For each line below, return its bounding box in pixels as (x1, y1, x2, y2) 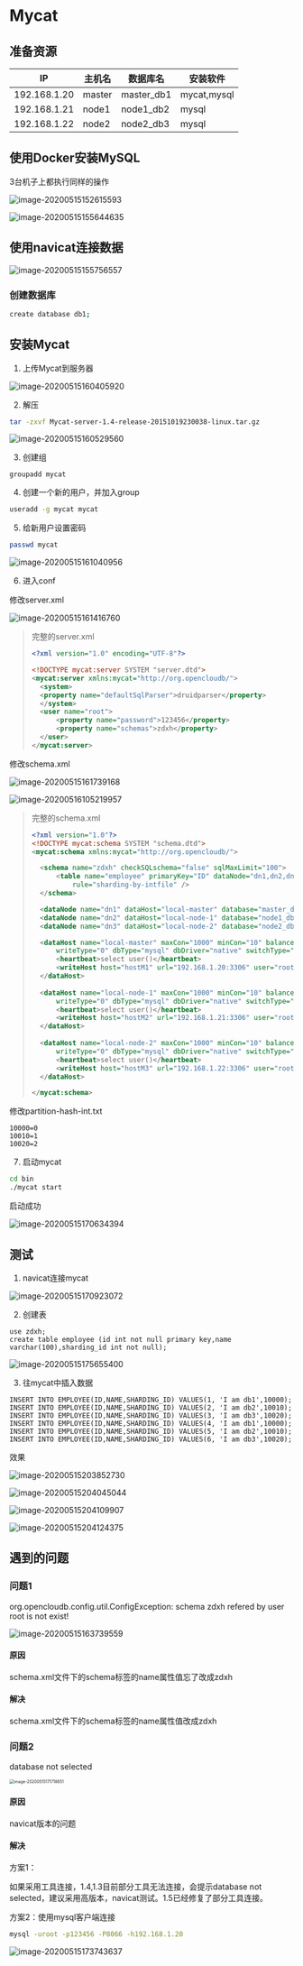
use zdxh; (9, 1327, 47, 1336)
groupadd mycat (9, 470, 67, 479)
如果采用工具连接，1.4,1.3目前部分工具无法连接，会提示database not (9, 1881, 262, 1892)
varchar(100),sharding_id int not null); (9, 1343, 168, 1352)
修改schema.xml (9, 758, 70, 769)
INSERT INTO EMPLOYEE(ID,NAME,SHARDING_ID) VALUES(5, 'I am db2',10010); (9, 1427, 293, 1436)
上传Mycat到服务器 (22, 363, 94, 373)
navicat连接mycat (22, 1272, 88, 1283)
